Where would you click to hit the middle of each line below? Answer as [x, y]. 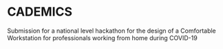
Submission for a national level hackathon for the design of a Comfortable [112, 31]
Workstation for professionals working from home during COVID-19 [102, 37]
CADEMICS [40, 12]
